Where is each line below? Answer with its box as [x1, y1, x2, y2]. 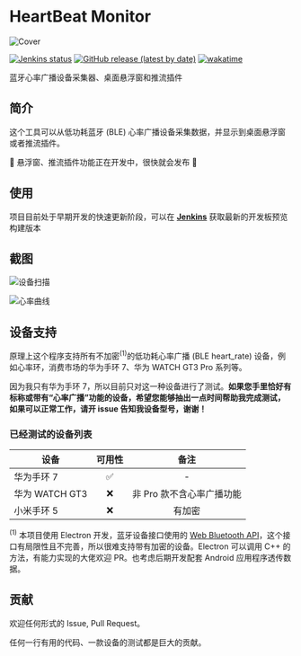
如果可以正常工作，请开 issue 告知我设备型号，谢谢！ [9, 403, 208, 414]
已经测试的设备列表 [9, 428, 93, 440]
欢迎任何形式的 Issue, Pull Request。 [9, 617, 146, 628]
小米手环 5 [13, 505, 58, 518]
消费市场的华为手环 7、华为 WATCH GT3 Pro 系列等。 [48, 361, 247, 372]
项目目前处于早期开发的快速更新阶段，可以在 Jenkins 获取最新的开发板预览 [9, 211, 288, 222]
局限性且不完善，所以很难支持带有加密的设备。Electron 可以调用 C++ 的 [24, 541, 291, 552]
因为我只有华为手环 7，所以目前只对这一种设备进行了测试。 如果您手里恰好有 [9, 380, 292, 392]
